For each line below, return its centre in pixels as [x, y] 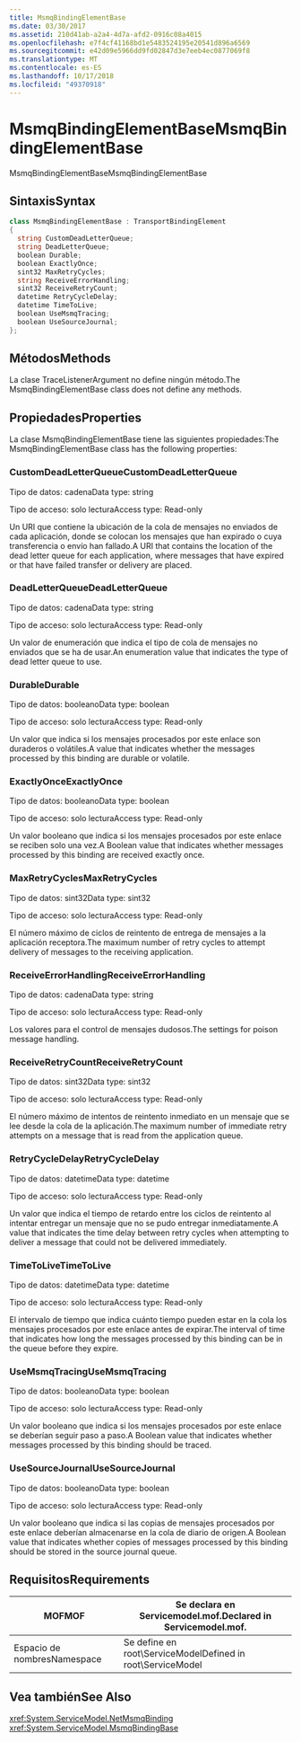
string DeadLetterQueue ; [64, 247]
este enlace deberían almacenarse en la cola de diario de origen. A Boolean [148, 1532]
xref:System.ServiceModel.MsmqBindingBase [94, 1728]
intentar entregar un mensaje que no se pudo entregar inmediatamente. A [144, 1223]
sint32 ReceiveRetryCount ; [68, 288]
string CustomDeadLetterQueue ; [76, 239]
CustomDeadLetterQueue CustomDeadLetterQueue [123, 473]
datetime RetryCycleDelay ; [68, 297]
